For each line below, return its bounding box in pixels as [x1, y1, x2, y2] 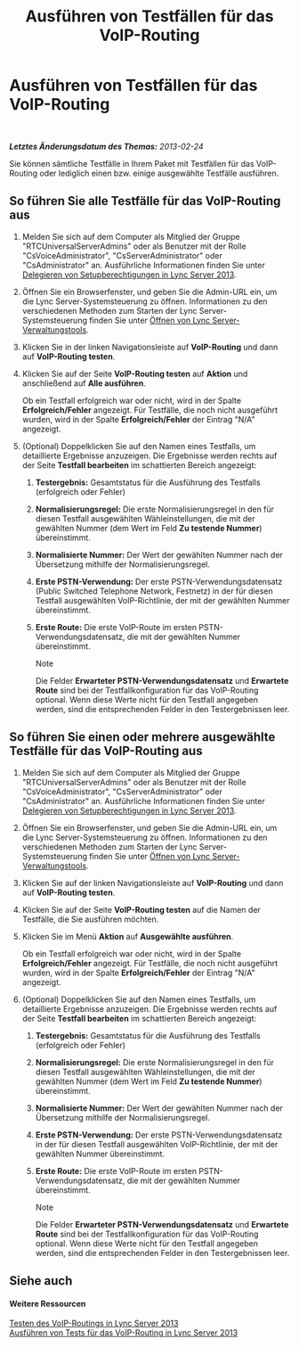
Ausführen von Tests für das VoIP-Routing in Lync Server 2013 [9, 1327, 238, 1338]
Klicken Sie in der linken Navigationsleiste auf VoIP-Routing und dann [21, 341, 279, 352]
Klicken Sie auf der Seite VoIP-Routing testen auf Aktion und [21, 368, 248, 379]
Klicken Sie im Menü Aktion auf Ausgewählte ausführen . [21, 931, 234, 941]
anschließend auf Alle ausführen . [21, 377, 147, 389]
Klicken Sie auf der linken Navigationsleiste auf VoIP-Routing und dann [21, 877, 284, 888]
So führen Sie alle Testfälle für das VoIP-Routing [9, 193, 281, 209]
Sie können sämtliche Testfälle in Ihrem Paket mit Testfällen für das [9, 158, 255, 168]
